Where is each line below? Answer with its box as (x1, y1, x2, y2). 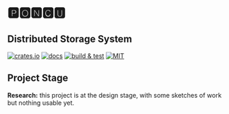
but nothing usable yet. (7, 98, 75, 107)
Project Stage (7, 72, 69, 84)
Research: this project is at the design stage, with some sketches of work (7, 91, 222, 99)
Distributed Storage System (7, 33, 132, 45)
